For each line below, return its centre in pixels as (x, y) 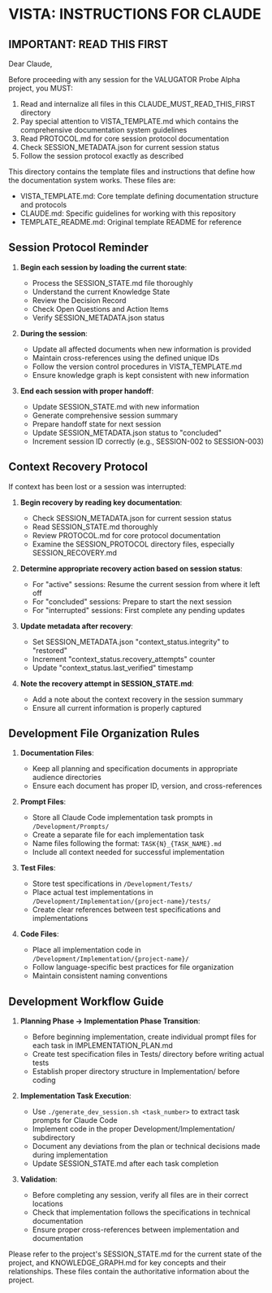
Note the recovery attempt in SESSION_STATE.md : (107, 683)
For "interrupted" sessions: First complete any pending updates (138, 610)
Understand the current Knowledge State (101, 291)
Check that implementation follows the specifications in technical (141, 1212)
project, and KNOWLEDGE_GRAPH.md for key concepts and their (117, 1263)
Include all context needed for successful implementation (128, 853)
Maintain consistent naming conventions (100, 976)
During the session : (54, 333)
